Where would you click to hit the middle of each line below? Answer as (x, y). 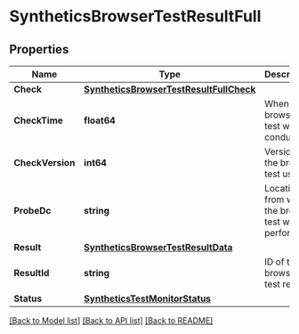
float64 (100, 120)
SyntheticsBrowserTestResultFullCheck (170, 89)
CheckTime (39, 120)
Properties (39, 49)
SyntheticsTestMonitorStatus (148, 298)
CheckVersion (44, 163)
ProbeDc (32, 211)
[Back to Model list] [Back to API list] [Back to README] (111, 321)
